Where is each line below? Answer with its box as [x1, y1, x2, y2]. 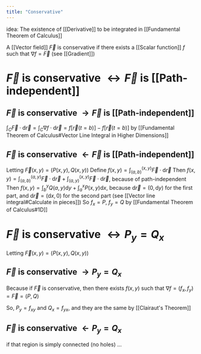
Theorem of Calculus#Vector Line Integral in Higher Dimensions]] [6, 132, 169, 139]
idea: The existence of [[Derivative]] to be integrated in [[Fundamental [6, 25, 180, 33]
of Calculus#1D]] [6, 206, 48, 213]
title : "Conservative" [6, 8, 63, 15]
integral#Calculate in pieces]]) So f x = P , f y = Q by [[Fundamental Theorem [6, 198, 193, 207]
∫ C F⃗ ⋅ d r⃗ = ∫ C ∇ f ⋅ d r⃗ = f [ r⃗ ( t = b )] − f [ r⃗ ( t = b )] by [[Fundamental [6, 124, 175, 133]
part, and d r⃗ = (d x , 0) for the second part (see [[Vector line [6, 191, 156, 199]
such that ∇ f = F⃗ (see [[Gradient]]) [6, 50, 95, 57]
